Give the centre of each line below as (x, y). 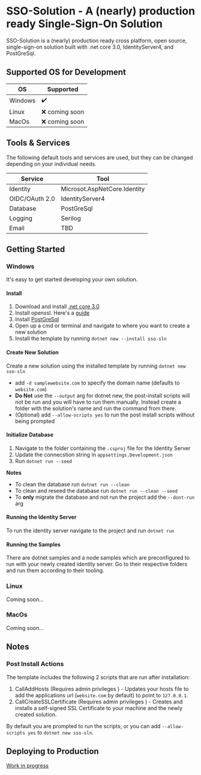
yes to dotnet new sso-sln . (61, 732)
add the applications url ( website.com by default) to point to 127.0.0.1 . (101, 695)
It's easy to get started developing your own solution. (72, 279)
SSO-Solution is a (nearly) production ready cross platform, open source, (97, 40)
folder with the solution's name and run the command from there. (95, 408)
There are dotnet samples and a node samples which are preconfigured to (98, 558)
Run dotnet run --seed (43, 461)
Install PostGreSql (37, 320)
